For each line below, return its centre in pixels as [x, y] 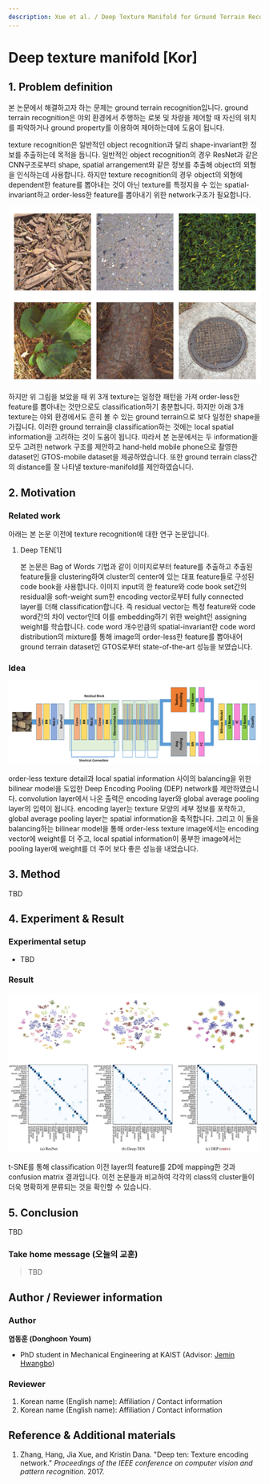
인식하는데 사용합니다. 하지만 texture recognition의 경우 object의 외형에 [129, 174]
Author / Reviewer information [85, 1298]
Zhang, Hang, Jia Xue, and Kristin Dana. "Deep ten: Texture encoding [134, 1454]
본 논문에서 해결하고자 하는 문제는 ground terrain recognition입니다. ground [128, 107]
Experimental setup [47, 942]
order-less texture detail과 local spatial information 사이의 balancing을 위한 [130, 778]
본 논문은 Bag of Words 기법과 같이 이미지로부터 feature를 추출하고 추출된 [137, 566]
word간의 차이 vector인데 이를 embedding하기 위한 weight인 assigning [133, 617]
